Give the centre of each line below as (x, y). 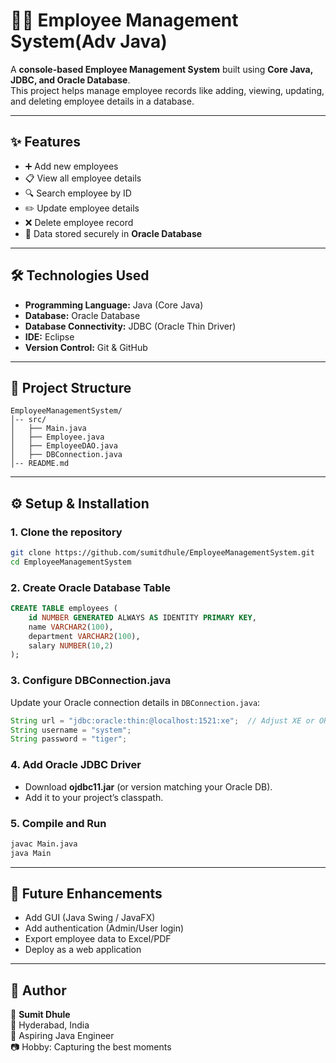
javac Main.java (44, 844)
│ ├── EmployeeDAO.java (64, 446)
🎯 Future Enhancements (86, 894)
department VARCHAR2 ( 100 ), (84, 636)
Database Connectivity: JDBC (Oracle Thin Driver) (130, 326)
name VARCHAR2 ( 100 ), (71, 627)
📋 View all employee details (83, 178)
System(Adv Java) (89, 41)
